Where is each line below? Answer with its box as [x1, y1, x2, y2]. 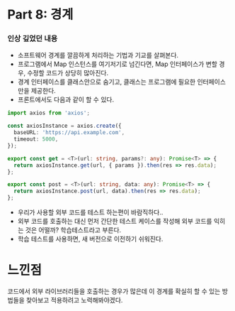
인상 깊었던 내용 [7, 33, 58, 43]
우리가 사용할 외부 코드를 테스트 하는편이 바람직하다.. [17, 208, 164, 217]
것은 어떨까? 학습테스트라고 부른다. [25, 226, 122, 234]
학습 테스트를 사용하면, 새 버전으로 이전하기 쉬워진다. [17, 235, 164, 244]
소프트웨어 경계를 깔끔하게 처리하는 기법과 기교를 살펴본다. [17, 51, 179, 60]
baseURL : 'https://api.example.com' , [13, 129, 125, 136]
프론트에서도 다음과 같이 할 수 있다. [17, 95, 115, 104]
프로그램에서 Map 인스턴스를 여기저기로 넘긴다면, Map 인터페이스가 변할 [17, 60, 218, 68]
